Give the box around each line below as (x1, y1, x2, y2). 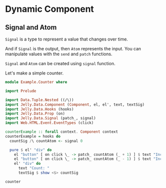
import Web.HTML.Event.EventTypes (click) (5, 120, 94, 125)
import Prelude (5, 88, 37, 93)
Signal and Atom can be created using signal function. (5, 61, 116, 66)
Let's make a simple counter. (5, 70, 64, 76)
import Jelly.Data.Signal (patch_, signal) (5, 116, 96, 121)
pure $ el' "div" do (9, 147, 52, 152)
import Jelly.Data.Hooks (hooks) (5, 107, 74, 112)
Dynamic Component (5, 3, 94, 15)
